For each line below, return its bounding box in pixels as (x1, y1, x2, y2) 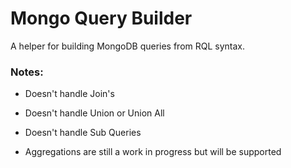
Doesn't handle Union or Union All (24, 107, 165, 119)
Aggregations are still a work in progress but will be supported (24, 146, 282, 158)
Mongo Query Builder (10, 7, 193, 30)
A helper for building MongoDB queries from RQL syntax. (10, 40, 246, 52)
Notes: (10, 65, 44, 79)
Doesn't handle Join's (24, 88, 115, 100)
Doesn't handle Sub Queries (24, 127, 142, 139)
